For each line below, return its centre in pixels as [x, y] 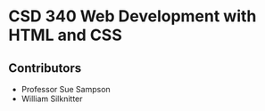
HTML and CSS [65, 35]
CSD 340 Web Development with [132, 16]
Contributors [45, 68]
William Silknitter [52, 99]
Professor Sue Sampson [66, 89]
